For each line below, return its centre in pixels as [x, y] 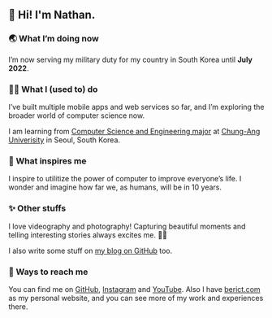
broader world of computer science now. [76, 115]
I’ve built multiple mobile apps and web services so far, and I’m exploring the [136, 107]
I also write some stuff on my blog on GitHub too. [91, 250]
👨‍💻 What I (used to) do [53, 89]
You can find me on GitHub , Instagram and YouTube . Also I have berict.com [135, 289]
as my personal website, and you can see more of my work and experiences [136, 298]
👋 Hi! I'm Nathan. [52, 15]
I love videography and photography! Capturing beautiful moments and [127, 226]
